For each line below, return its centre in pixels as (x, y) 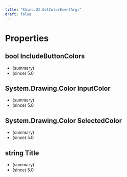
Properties (27, 38)
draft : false (18, 14)
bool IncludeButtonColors (45, 56)
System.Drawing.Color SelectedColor (63, 121)
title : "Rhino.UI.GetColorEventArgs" (43, 10)
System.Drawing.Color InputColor (58, 88)
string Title (22, 153)
